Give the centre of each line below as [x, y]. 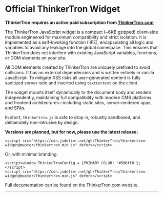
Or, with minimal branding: [31, 154]
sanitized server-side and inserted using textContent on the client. [72, 83]
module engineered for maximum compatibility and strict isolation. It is [76, 37]
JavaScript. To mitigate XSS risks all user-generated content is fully [73, 78]
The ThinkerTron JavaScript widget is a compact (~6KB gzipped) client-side [82, 32]
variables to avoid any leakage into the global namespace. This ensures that [81, 47]
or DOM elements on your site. [36, 58]
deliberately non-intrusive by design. [42, 122]
